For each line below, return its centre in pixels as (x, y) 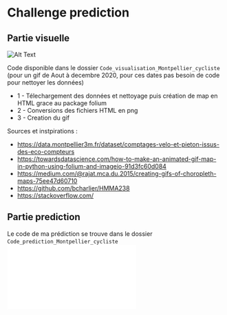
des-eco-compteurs (46, 152)
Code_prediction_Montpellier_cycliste (63, 241)
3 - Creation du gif (43, 118)
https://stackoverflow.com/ (55, 195)
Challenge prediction (68, 13)
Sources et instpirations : (42, 131)
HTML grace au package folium (62, 103)
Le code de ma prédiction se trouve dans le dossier (80, 233)
